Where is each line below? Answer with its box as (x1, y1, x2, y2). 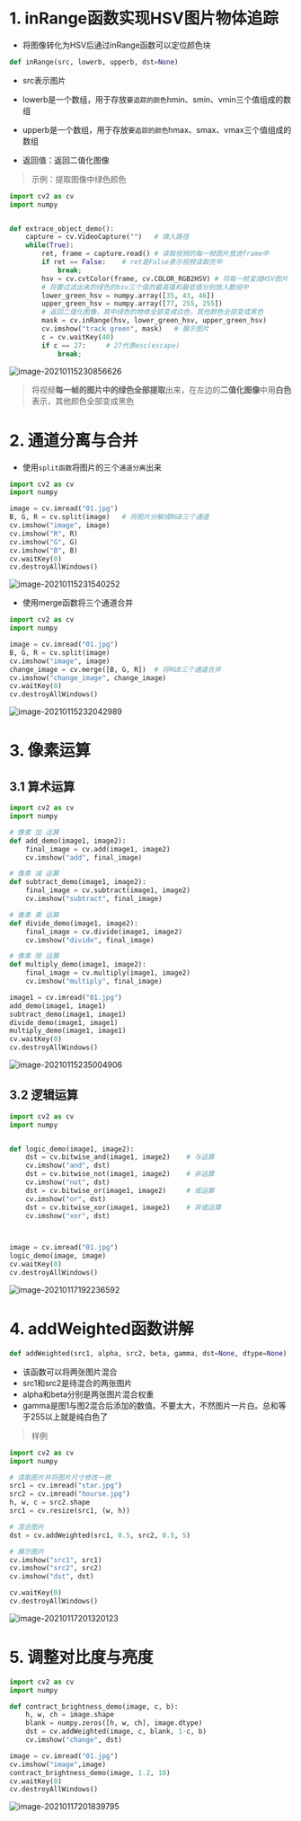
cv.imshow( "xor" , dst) (25, 1211, 111, 1220)
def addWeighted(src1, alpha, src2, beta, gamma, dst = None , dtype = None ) (9, 1348, 288, 1357)
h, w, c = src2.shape (9, 1498, 91, 1507)
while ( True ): (25, 241, 75, 250)
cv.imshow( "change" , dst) (25, 1736, 123, 1745)
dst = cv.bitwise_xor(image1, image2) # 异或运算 (25, 1203, 222, 1212)
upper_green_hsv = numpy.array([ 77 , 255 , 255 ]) (41, 299, 223, 308)
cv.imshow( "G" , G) (9, 537, 78, 546)
